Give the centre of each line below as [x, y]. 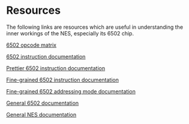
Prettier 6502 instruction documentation [56, 68]
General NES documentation [41, 114]
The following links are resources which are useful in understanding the [95, 27]
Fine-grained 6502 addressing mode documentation [71, 91]
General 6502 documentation [43, 103]
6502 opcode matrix [31, 45]
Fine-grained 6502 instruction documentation [62, 80]
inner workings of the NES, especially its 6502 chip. [70, 33]
